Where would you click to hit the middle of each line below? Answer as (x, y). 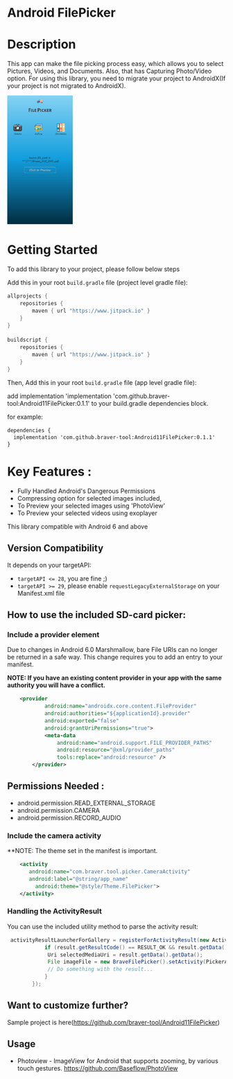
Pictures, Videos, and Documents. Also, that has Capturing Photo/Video (110, 71)
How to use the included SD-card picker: (96, 615)
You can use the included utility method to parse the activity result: (103, 926)
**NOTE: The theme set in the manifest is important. (83, 851)
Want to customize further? (68, 1006)
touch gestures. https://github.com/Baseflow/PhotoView (97, 1068)
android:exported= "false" (81, 720)
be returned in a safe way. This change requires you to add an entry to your (115, 657)
